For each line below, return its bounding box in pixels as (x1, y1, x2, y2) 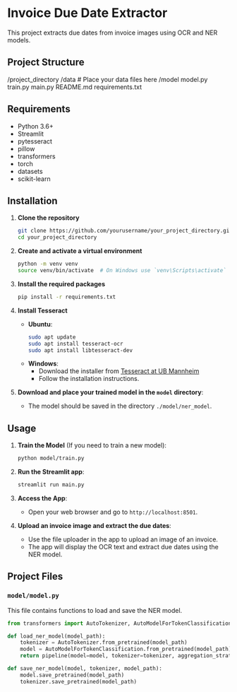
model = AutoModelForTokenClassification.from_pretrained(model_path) (20, 645, 232, 653)
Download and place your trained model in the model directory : (17, 388, 204, 397)
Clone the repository (17, 213, 80, 222)
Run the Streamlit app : (17, 468, 85, 476)
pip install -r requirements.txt (17, 293, 116, 300)
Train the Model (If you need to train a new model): (17, 441, 167, 450)
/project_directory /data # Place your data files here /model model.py (7, 75, 208, 83)
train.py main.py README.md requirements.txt (7, 83, 142, 91)
